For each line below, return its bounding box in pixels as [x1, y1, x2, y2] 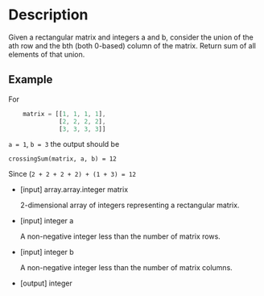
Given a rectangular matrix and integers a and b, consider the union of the [8, 32, 254, 42]
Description [8, 6, 89, 24]
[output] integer [19, 278, 72, 288]
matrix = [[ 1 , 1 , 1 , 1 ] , [23, 110, 106, 118]
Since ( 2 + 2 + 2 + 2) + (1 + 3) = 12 [8, 169, 137, 179]
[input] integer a [19, 216, 74, 226]
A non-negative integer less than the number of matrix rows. [19, 231, 221, 241]
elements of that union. [8, 49, 85, 59]
